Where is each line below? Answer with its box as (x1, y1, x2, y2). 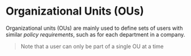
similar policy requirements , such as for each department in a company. (5, 30, 186, 38)
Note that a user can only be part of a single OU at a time (20, 43, 164, 50)
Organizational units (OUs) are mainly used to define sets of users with (5, 24, 183, 32)
